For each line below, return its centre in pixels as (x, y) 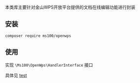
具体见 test (16, 75)
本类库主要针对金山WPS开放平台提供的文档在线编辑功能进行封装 (70, 7)
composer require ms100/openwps (38, 36)
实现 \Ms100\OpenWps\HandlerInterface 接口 (49, 65)
